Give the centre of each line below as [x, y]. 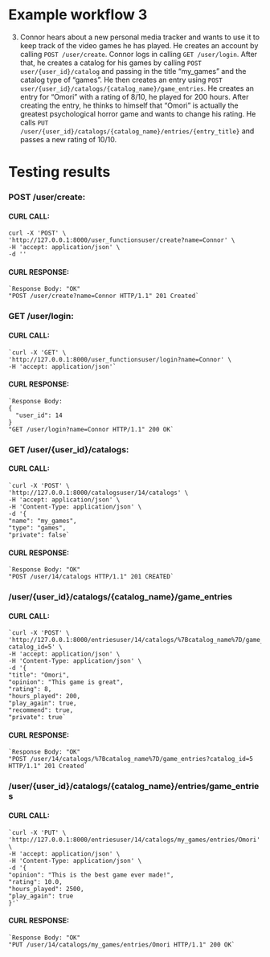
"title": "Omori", [39, 675]
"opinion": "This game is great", [66, 682]
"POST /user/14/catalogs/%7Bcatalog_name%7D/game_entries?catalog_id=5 [131, 759]
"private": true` [37, 718]
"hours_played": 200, [45, 697]
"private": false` [39, 535]
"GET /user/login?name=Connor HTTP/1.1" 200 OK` [91, 429]
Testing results [59, 172]
